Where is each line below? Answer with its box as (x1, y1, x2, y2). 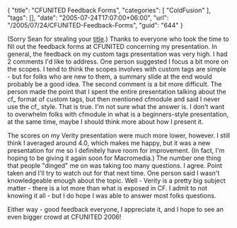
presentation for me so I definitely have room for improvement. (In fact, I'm (7, 147, 225, 154)
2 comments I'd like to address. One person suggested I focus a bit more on (7, 57, 229, 66)
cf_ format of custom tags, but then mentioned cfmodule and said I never (7, 95, 221, 103)
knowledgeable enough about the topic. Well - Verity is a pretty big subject (7, 176, 226, 185)
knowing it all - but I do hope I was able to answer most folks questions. (7, 191, 216, 200)
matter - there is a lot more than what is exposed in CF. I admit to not (7, 184, 207, 192)
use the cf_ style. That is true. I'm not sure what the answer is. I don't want (7, 103, 225, 110)
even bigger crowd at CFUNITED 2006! (7, 212, 122, 221)
